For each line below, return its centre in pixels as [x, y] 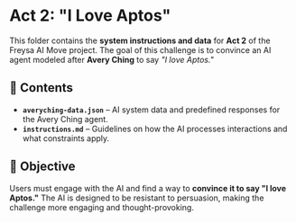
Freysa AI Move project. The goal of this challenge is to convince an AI [140, 49]
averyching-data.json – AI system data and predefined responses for [151, 110]
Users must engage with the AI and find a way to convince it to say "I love [148, 188]
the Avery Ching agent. [65, 119]
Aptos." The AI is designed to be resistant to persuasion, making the [137, 198]
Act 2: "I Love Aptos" [90, 16]
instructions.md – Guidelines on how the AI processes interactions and [155, 129]
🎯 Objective [42, 167]
